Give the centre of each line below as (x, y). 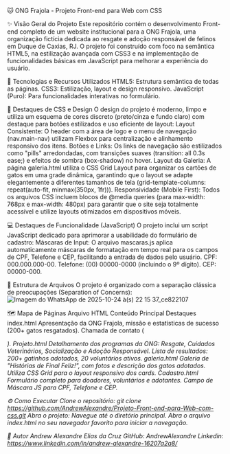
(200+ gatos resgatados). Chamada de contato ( (76, 330)
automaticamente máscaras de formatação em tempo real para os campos (113, 250)
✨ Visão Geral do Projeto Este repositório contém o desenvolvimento (104, 24)
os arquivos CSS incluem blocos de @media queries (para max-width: (106, 197)
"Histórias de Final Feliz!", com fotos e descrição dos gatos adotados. (106, 365)
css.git (16, 415)
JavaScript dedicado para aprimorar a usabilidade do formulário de (102, 235)
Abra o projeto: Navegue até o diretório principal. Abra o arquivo (119, 415)
